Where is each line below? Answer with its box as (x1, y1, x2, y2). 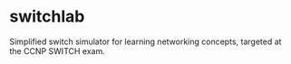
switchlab (9, 6, 85, 27)
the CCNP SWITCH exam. (9, 45, 106, 56)
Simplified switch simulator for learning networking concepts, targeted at (9, 36, 282, 47)
